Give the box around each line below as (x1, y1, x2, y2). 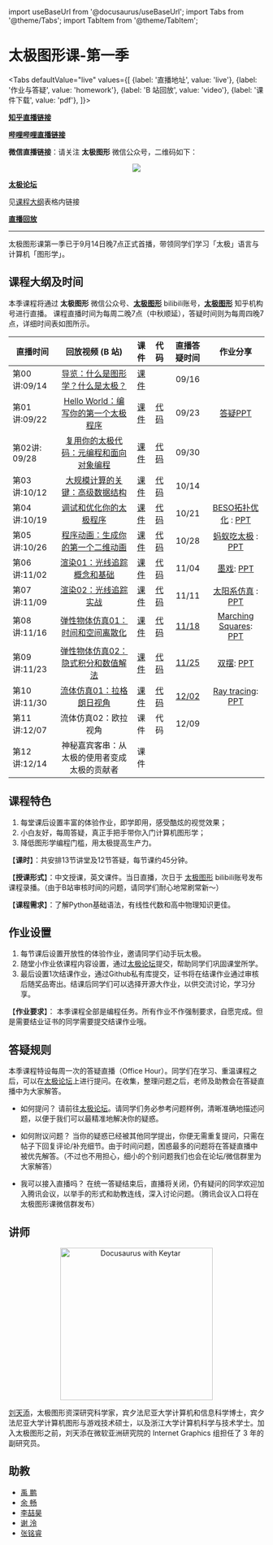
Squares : (219, 620, 253, 631)
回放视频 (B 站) (65, 345, 123, 357)
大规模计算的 (65, 475, 115, 486)
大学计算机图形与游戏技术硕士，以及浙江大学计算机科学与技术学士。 (29, 1418, 258, 1427)
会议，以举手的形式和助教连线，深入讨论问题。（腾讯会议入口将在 (41, 1189, 259, 1199)
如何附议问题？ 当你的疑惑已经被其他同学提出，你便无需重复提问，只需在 (19, 1131, 265, 1141)
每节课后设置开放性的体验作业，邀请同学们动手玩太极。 (19, 948, 206, 958)
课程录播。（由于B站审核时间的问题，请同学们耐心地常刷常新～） (8, 882, 223, 892)
